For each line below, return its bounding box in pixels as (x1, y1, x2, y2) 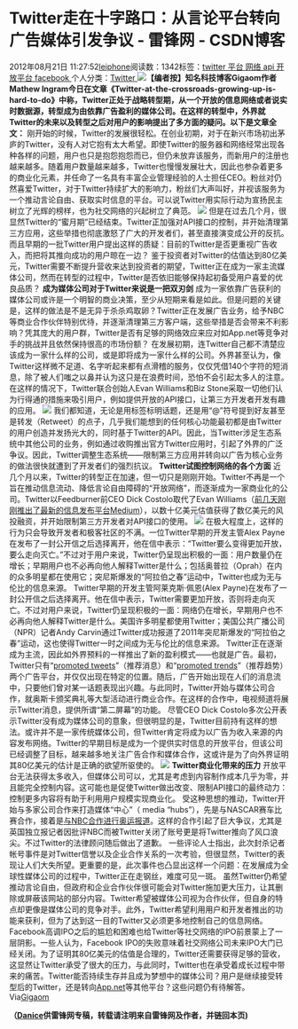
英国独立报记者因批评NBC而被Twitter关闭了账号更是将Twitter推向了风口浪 (9, 826, 278, 837)
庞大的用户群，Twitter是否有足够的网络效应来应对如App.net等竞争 (39, 327, 281, 338)
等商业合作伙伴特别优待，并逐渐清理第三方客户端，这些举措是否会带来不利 (9, 316, 281, 326)
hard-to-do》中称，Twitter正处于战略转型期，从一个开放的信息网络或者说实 (9, 94, 288, 105)
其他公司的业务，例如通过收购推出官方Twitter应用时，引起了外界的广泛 (24, 438, 284, 449)
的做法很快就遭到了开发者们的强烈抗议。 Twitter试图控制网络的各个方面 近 (9, 460, 282, 471)
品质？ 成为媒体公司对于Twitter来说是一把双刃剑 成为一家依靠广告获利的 (16, 283, 282, 294)
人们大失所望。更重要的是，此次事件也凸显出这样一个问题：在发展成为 (24, 860, 281, 870)
